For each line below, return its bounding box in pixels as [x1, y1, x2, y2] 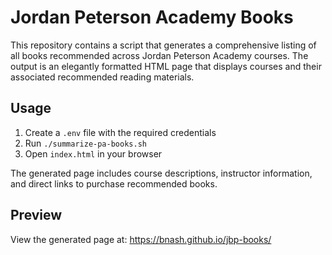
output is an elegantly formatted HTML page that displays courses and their [10, 60, 322, 72]
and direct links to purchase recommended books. [10, 177, 218, 190]
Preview [10, 207, 63, 224]
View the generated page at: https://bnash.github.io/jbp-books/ [10, 233, 272, 245]
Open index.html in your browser [24, 147, 163, 160]
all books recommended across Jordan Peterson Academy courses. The [10, 49, 309, 61]
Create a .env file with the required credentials [24, 126, 217, 138]
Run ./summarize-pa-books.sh [24, 137, 147, 149]
